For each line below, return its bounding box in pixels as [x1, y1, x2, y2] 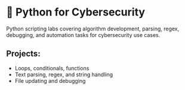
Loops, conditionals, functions [14, 64, 90, 72]
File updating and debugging [14, 77, 86, 84]
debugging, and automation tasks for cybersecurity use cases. [6, 31, 161, 38]
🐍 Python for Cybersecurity [6, 5, 145, 19]
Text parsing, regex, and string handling [14, 71, 113, 78]
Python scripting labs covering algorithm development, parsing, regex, [6, 25, 180, 32]
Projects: [6, 49, 41, 59]
